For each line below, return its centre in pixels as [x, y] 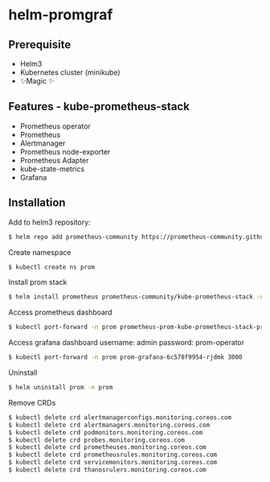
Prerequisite [40, 45]
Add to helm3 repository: [49, 222]
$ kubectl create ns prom [51, 267]
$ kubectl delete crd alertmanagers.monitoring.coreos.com [109, 425]
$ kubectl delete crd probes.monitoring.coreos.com [96, 440]
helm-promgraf [61, 15]
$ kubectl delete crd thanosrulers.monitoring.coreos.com [107, 470]
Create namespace [40, 252]
